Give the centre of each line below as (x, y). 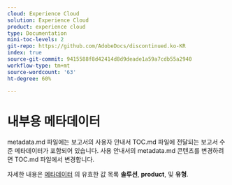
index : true (24, 53)
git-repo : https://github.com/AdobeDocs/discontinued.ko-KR (97, 46)
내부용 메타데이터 (54, 121)
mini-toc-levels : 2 (36, 40)
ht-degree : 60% (29, 79)
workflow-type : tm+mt (39, 66)
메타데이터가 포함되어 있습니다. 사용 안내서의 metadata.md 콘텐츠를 (107, 151)
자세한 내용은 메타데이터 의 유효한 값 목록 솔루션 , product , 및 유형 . (98, 175)
